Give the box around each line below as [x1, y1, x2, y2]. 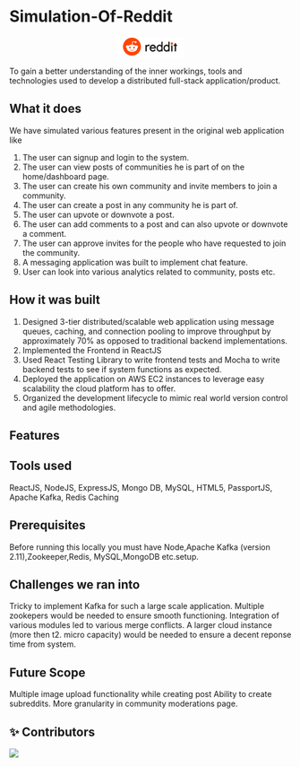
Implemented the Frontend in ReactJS [21, 344, 162, 355]
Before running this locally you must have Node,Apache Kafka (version [9, 541, 271, 553]
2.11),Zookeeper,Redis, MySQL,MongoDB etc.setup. [9, 551, 199, 562]
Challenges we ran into [9, 577, 141, 592]
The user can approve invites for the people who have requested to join [21, 238, 287, 248]
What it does [9, 101, 82, 117]
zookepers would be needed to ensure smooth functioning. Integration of [9, 610, 279, 621]
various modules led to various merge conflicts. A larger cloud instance [9, 620, 273, 631]
